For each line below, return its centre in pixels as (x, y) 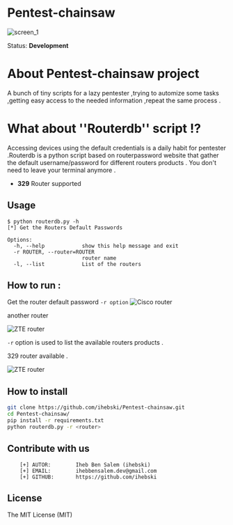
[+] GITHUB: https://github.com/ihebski (88, 477)
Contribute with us (48, 449)
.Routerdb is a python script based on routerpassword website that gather (113, 155)
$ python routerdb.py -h (43, 221)
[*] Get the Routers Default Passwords (65, 228)
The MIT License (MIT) (40, 515)
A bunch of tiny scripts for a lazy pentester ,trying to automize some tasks (113, 93)
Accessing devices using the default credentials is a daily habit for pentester (116, 148)
